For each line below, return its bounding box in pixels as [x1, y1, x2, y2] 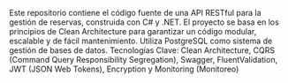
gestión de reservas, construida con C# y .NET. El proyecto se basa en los [9, 17, 280, 27]
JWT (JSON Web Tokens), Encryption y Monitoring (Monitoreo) [9, 64, 239, 74]
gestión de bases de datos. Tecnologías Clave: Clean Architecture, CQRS [9, 45, 276, 56]
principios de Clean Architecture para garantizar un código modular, [9, 26, 257, 36]
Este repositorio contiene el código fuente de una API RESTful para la [9, 8, 262, 18]
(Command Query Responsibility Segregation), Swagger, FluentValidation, [9, 55, 278, 64]
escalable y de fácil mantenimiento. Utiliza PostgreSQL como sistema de [9, 35, 273, 46]
